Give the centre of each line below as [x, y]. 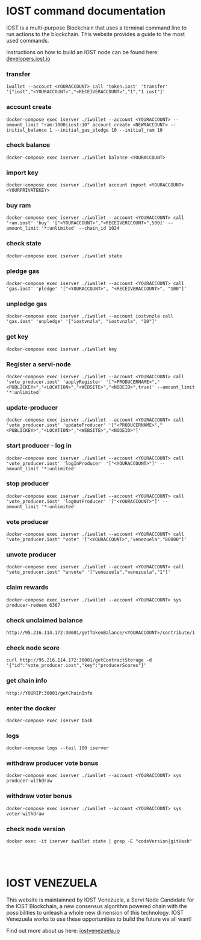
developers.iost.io [29, 58]
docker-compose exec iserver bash [50, 720]
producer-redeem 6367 [33, 605]
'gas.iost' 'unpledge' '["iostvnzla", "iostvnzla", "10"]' [82, 322]
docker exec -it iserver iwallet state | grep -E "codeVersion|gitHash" [99, 841]
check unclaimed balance [45, 620]
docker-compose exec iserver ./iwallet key [62, 349]
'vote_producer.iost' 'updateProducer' [56, 425]
